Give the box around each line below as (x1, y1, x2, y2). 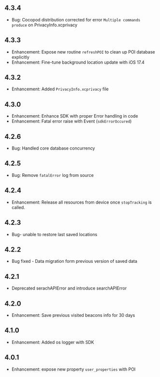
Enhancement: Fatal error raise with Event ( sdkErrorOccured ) (11, 119, 132, 124)
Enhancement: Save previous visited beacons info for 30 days (11, 312, 135, 318)
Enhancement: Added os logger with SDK (11, 339, 94, 345)
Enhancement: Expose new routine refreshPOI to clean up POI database (11, 49, 155, 55)
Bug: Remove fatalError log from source (11, 172, 94, 178)
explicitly (11, 54, 29, 60)
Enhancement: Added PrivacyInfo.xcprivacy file (11, 86, 109, 92)
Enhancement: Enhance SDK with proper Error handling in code (11, 113, 138, 119)
